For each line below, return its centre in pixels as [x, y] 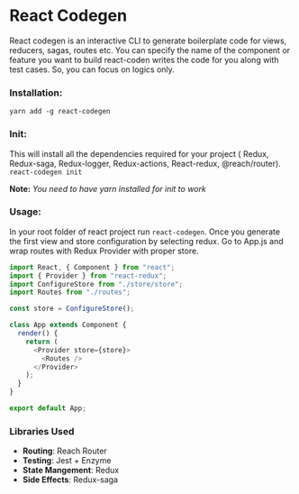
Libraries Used [42, 431]
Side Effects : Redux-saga [70, 480]
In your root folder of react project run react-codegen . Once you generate [145, 232]
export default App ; [48, 408]
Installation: [36, 93]
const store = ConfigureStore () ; [72, 309]
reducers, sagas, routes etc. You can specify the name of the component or [150, 50]
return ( [42, 342]
